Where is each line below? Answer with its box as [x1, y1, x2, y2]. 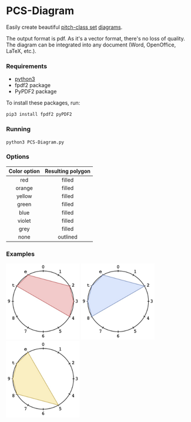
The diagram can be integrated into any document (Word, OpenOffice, [6, 41, 176, 48]
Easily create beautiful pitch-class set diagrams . [6, 24, 123, 31]
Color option [8, 168, 40, 175]
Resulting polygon [45, 168, 91, 175]
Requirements [6, 62, 48, 70]
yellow [16, 193, 32, 200]
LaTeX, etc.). [6, 47, 36, 54]
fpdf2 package [14, 82, 51, 89]
